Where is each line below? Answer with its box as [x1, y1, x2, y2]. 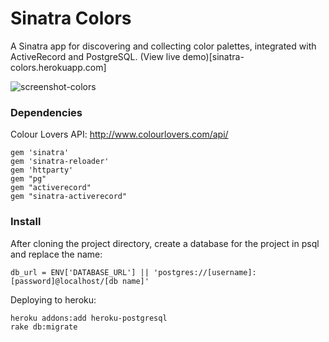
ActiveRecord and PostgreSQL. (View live [10, 50, 181, 62]
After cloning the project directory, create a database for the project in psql [10, 237, 320, 249]
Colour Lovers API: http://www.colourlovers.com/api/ [10, 128, 229, 141]
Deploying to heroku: [10, 293, 97, 306]
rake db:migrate [10, 322, 78, 332]
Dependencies [10, 105, 83, 119]
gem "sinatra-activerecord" [10, 192, 128, 202]
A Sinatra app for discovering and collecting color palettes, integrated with [10, 40, 317, 52]
